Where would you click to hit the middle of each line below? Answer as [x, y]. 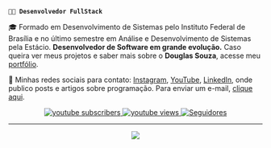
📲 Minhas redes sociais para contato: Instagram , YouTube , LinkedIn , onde [130, 80]
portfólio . [23, 64]
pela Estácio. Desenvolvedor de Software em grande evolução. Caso [125, 47]
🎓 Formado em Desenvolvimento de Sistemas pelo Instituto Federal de [127, 27]
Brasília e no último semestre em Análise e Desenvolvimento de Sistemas [130, 39]
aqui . [17, 97]
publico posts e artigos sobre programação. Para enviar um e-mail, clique [131, 88]
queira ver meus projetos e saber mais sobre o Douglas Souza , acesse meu [134, 55]
